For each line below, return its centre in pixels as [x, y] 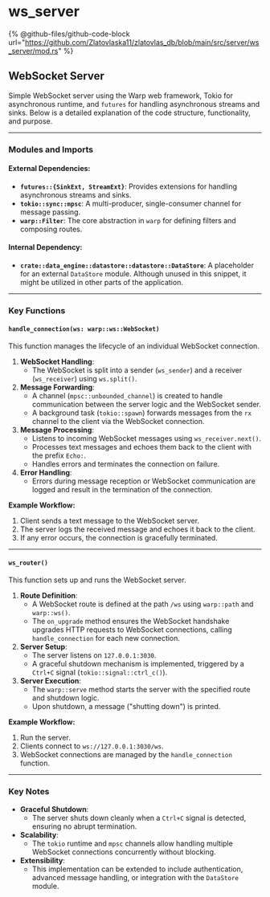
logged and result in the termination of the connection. [122, 490]
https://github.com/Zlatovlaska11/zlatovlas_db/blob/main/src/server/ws [142, 42]
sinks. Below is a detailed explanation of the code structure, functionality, [129, 112]
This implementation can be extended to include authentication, [137, 869]
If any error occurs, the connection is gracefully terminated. [119, 538]
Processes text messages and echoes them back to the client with [141, 447]
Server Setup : [43, 647]
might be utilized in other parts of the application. [101, 283]
